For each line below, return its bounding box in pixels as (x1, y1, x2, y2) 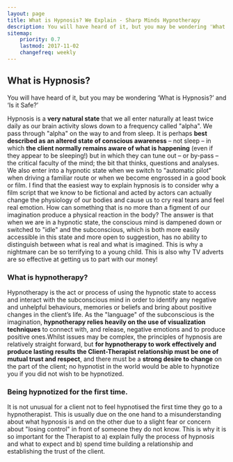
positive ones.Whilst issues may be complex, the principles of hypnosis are (7, 332, 223, 341)
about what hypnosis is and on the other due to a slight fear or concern (7, 417, 211, 426)
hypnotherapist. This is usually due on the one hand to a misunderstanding (7, 410, 221, 419)
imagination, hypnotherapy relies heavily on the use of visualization (7, 318, 206, 326)
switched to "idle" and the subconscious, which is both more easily (7, 225, 200, 233)
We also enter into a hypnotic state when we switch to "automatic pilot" (7, 166, 212, 174)
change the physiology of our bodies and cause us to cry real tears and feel (7, 196, 225, 204)
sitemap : (7, 29, 33, 37)
